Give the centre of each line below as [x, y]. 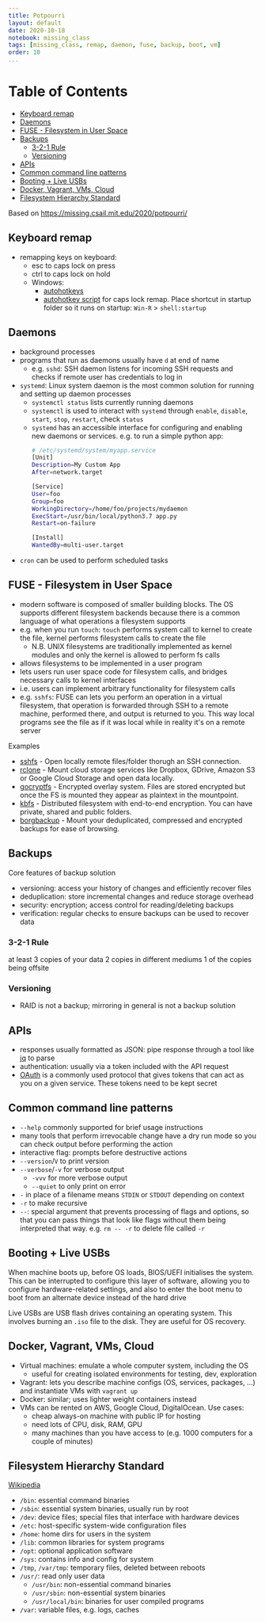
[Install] [48, 538]
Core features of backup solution [62, 872]
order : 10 [25, 52]
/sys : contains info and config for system [87, 1559]
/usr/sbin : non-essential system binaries [98, 1593]
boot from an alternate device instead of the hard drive [98, 1297]
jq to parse [37, 1058]
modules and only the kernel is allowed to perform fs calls [125, 655]
